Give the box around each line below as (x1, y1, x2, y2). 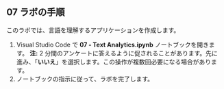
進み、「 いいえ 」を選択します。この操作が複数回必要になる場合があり (16, 58, 212, 66)
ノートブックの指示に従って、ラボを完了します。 (16, 75, 153, 83)
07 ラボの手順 (6, 6, 65, 18)
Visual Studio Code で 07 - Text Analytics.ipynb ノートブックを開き (16, 40, 210, 49)
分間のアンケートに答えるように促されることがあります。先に (45, 49, 219, 57)
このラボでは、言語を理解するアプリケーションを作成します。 (6, 26, 180, 34)
